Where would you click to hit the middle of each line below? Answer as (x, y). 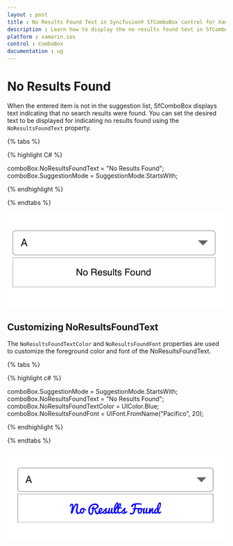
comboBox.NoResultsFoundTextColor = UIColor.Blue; (83, 406)
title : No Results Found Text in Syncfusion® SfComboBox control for (111, 22)
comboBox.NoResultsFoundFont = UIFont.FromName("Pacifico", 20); (106, 413)
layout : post (28, 15)
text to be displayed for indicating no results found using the (93, 120)
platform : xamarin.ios (42, 37)
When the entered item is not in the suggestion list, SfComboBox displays (112, 106)
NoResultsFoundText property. (49, 128)
